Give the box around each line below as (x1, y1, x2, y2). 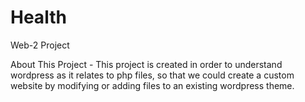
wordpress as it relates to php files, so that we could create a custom (10, 69, 295, 81)
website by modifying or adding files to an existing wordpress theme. (10, 79, 295, 91)
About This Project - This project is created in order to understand (10, 58, 283, 70)
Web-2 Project (10, 39, 70, 51)
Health (10, 6, 67, 29)
